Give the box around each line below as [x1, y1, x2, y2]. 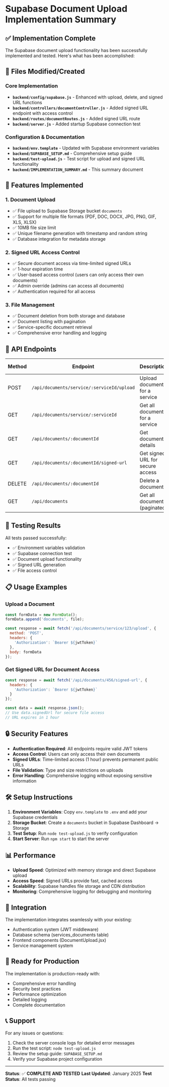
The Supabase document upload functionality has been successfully [5, 48, 147, 53]
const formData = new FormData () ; [5, 612, 78, 617]
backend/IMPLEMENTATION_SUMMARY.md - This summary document [12, 166, 143, 172]
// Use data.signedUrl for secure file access [5, 710, 105, 715]
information [12, 778, 37, 784]
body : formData [10, 649, 42, 655]
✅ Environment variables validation [12, 545, 86, 551]
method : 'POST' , [10, 630, 44, 636]
